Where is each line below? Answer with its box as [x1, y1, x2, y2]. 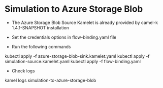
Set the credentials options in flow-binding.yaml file [11, 34, 117, 40]
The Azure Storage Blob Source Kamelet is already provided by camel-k [11, 20, 158, 25]
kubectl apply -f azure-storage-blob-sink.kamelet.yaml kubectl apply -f [4, 53, 150, 59]
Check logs [11, 67, 35, 74]
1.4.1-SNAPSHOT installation [11, 24, 69, 30]
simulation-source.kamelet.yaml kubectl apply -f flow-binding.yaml [4, 58, 141, 64]
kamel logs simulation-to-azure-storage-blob [4, 77, 97, 83]
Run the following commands [11, 44, 71, 49]
